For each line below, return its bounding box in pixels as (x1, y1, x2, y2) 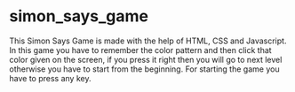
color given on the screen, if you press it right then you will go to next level (9, 54, 283, 65)
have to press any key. (9, 73, 92, 83)
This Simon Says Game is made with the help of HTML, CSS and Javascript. (9, 35, 287, 46)
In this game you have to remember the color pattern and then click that (9, 44, 273, 55)
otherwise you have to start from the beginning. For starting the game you (9, 64, 280, 74)
